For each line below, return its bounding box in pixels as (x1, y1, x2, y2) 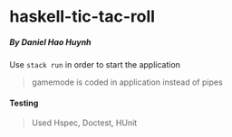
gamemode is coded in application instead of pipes (31, 77, 224, 87)
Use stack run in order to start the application (9, 59, 181, 70)
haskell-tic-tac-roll (9, 6, 156, 27)
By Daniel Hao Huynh (9, 36, 92, 47)
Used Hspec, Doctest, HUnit (31, 117, 138, 128)
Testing (9, 97, 39, 108)
